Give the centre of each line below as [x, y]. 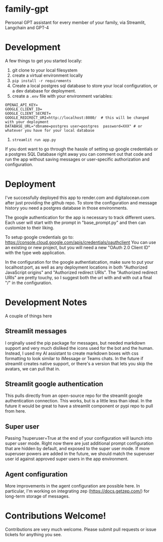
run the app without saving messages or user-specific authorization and [77, 159]
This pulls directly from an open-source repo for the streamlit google [74, 396]
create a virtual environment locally [47, 75]
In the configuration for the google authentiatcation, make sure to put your [79, 262]
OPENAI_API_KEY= [21, 105]
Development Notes [46, 302]
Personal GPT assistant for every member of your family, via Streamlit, [75, 22]
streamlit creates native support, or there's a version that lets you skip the [79, 363]
